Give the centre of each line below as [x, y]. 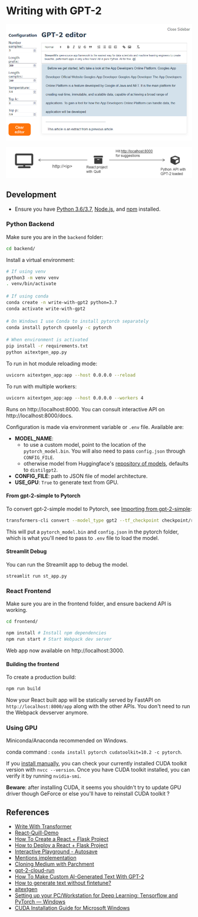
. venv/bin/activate [32, 284]
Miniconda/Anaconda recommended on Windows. [67, 741]
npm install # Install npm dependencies [57, 633]
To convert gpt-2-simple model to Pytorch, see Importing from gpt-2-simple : [99, 509]
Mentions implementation [45, 858]
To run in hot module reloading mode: [52, 363]
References [28, 812]
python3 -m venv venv [33, 278]
